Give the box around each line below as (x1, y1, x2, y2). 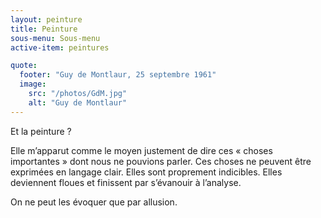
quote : (10, 61, 38, 71)
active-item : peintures (10, 42, 110, 53)
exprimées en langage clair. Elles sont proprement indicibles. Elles (10, 166, 283, 178)
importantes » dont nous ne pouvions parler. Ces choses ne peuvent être (10, 155, 312, 167)
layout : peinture (10, 14, 83, 25)
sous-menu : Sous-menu (10, 33, 101, 43)
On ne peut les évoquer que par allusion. (10, 196, 178, 208)
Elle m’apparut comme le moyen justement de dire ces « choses (10, 144, 273, 156)
